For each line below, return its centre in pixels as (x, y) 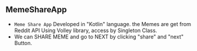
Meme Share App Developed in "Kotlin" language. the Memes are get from (102, 24)
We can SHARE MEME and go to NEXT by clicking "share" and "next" (99, 36)
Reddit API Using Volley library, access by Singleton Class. (86, 30)
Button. (23, 43)
